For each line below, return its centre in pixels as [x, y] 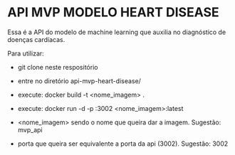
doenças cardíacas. [36, 39]
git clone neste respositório [58, 67]
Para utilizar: [26, 53]
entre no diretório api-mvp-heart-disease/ [79, 81]
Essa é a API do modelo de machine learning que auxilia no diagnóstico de [117, 32]
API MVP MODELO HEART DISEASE [113, 12]
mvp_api [30, 129]
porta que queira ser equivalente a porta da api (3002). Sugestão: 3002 [123, 144]
